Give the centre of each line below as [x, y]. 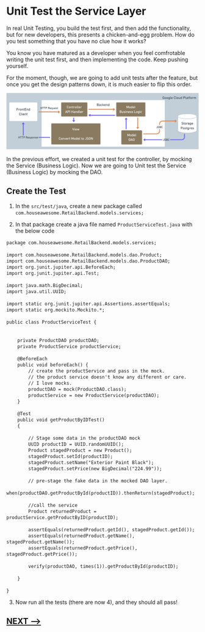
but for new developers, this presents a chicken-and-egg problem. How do [101, 34]
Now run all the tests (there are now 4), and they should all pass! [96, 602]
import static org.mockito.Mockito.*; [56, 310]
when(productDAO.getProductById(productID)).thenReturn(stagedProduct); [101, 493]
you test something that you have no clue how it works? [76, 41]
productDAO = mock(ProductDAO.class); [77, 389]
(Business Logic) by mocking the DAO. [55, 172]
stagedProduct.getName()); [41, 542]
